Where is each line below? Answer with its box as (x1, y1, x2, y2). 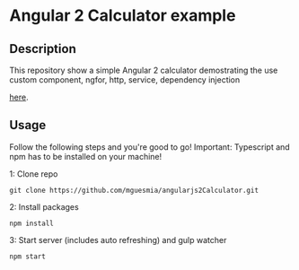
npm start (9, 252, 47, 261)
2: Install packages (9, 201, 79, 212)
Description (9, 41, 76, 57)
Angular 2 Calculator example (9, 5, 236, 26)
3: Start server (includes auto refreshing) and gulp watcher (9, 234, 227, 245)
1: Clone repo (9, 168, 58, 179)
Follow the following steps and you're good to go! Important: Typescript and (9, 141, 290, 152)
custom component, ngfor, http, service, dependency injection (9, 74, 241, 85)
